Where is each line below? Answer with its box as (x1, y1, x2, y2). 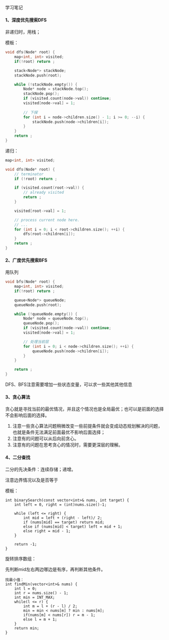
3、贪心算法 (5, 394, 31, 400)
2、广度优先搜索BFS (5, 257, 48, 263)
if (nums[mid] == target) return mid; (23, 520, 105, 525)
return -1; (14, 542, 37, 547)
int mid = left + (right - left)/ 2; (23, 515, 102, 521)
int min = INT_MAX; (14, 595, 55, 600)
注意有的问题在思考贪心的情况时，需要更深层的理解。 (12, 442, 123, 448)
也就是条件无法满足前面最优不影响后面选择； (12, 429, 106, 435)
